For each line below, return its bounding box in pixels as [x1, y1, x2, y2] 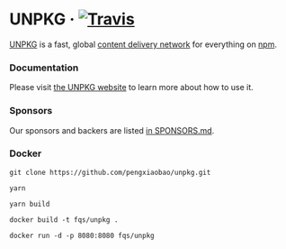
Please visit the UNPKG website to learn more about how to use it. [9, 82, 254, 93]
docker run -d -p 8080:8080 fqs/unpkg [9, 231, 155, 240]
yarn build [9, 199, 50, 208]
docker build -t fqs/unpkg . [9, 215, 119, 225]
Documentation [9, 61, 79, 74]
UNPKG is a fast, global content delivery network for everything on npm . [9, 39, 277, 50]
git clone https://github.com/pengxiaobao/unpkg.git [9, 168, 211, 177]
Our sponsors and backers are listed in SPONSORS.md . [9, 124, 215, 135]
